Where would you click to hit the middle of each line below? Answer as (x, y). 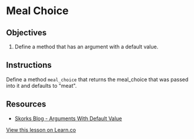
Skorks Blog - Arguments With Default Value (68, 118)
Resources (26, 104)
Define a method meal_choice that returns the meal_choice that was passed (97, 79)
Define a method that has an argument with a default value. (86, 47)
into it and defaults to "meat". (41, 85)
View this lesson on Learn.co (41, 130)
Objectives (26, 33)
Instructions (29, 65)
